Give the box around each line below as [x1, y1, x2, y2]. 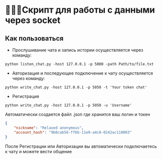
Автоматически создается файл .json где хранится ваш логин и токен [5, 112, 150, 117]
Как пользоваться [5, 34, 64, 42]
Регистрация [12, 94, 40, 99]
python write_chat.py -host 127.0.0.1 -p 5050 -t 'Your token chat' [5, 85, 147, 90]
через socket [5, 15, 61, 26]
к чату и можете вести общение [5, 148, 72, 154]
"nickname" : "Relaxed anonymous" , [14, 125, 84, 130]
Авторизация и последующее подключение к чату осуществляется [12, 70, 153, 76]
